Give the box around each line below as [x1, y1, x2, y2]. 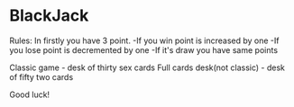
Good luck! [9, 89, 51, 100]
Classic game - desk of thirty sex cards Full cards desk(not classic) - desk [9, 62, 286, 73]
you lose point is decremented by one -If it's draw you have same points [9, 44, 278, 55]
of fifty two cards [9, 71, 74, 82]
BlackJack [9, 5, 89, 26]
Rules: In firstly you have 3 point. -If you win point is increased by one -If [9, 35, 280, 46]
